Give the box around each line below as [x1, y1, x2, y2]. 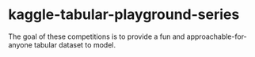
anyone [8, 40, 33, 49]
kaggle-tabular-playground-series [8, 6, 240, 24]
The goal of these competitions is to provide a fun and [8, 32, 185, 41]
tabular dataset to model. [34, 40, 116, 49]
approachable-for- [186, 32, 247, 41]
